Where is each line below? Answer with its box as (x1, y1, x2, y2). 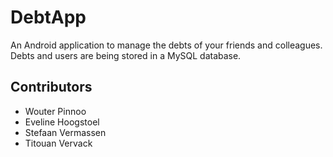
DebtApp (10, 6, 87, 29)
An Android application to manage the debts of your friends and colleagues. (10, 39, 323, 51)
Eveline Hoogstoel (24, 116, 100, 128)
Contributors (10, 79, 93, 96)
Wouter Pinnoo (24, 105, 87, 117)
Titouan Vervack (24, 137, 93, 149)
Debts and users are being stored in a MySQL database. (10, 49, 242, 61)
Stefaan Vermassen (24, 126, 107, 138)
